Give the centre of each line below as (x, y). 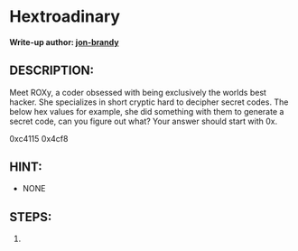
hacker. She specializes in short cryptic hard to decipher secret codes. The (149, 102)
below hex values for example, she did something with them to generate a (147, 111)
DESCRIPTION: (52, 71)
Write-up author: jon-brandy (64, 42)
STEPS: (31, 217)
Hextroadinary (65, 17)
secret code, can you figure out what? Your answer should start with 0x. (144, 121)
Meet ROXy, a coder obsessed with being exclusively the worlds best (138, 92)
